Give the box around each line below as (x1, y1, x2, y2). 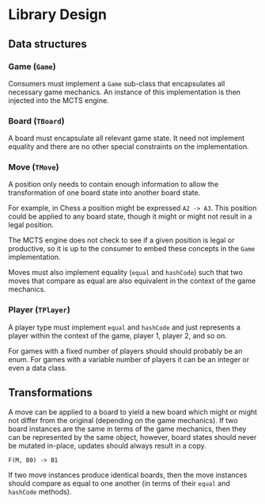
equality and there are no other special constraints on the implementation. (8, 142, 249, 151)
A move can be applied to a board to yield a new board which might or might (8, 407, 258, 417)
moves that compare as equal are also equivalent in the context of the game (8, 276, 256, 286)
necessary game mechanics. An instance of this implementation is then (8, 87, 241, 97)
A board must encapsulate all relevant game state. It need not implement (8, 133, 245, 143)
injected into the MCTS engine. (8, 95, 109, 105)
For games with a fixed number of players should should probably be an (8, 346, 243, 356)
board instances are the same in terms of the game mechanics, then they (8, 424, 247, 433)
